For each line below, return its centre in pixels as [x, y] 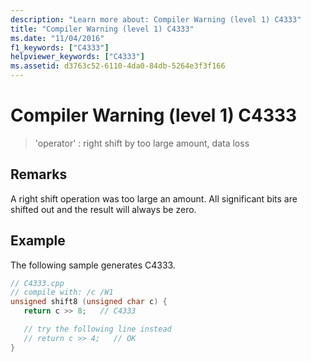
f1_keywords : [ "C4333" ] [60, 47]
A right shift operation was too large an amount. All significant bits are [154, 198]
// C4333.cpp [37, 283]
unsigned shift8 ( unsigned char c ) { [89, 302]
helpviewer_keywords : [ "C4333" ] [77, 57]
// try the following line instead [97, 329]
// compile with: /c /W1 [62, 292]
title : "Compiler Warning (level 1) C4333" [102, 29]
